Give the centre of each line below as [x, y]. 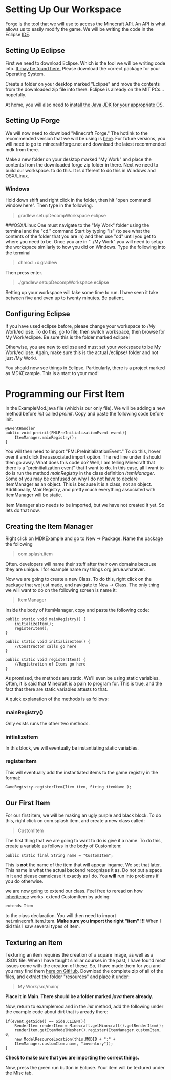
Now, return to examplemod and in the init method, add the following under [84, 1006]
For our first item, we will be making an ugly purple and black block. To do [83, 815]
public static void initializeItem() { [48, 642]
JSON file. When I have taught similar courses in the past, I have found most [86, 960]
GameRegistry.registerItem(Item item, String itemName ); [68, 787]
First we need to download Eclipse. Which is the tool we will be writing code [85, 63]
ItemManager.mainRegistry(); [46, 437]
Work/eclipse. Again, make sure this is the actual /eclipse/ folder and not [82, 352]
